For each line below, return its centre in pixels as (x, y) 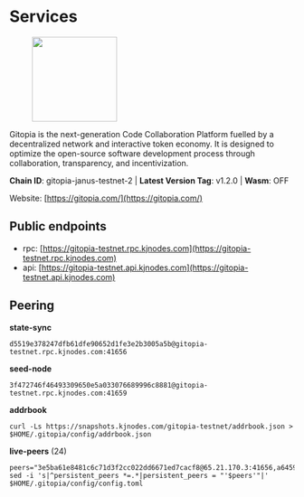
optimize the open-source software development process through (133, 153)
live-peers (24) (38, 451)
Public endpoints (58, 226)
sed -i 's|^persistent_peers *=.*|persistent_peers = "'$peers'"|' (139, 475)
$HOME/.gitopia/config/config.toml (76, 483)
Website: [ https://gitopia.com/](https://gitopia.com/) (106, 198)
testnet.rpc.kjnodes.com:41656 (68, 352)
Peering (32, 306)
